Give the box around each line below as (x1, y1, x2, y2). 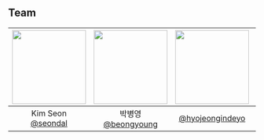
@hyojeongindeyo (178, 112, 246, 123)
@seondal (30, 117, 68, 128)
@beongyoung (103, 118, 159, 129)
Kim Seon (31, 108, 67, 119)
